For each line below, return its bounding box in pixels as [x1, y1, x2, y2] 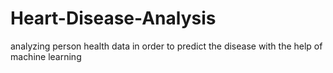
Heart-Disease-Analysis [10, 7, 217, 30]
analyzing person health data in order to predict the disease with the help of [10, 40, 323, 52]
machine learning [10, 50, 82, 62]
